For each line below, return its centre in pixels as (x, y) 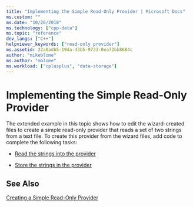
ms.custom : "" (24, 17)
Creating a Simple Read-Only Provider (52, 198)
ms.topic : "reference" (34, 33)
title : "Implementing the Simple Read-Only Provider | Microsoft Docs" (96, 11)
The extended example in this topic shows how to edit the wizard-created (95, 124)
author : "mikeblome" (31, 55)
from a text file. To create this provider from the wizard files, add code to (94, 136)
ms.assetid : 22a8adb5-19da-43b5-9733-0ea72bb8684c (69, 50)
